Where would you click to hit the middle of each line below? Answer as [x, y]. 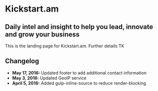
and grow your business [42, 34]
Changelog [22, 61]
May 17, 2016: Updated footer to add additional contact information [79, 73]
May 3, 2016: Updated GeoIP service [49, 78]
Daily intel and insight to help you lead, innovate [79, 27]
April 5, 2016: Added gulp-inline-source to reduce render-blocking [79, 83]
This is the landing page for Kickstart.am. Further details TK [65, 46]
